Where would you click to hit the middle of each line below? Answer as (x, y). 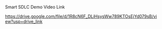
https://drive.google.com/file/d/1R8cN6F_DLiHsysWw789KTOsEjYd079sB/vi (81, 16)
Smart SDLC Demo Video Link (35, 7)
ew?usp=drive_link (24, 22)
